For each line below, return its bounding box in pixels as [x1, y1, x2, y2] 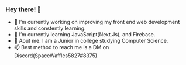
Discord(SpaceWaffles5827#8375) [13, 52, 98, 59]
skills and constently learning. [13, 25, 86, 32]
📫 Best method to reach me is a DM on [13, 44, 109, 51]
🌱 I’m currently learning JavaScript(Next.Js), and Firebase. [13, 31, 156, 38]
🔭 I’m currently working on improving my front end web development [13, 19, 180, 26]
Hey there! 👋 [5, 5, 42, 13]
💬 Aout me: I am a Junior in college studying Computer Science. [13, 37, 168, 45]
